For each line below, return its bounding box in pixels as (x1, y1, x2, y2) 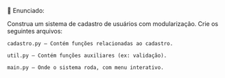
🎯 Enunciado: (7, 7, 45, 14)
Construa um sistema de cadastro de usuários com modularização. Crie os (7, 20, 218, 27)
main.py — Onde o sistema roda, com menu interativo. (7, 64, 165, 71)
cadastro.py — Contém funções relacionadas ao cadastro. (7, 40, 174, 47)
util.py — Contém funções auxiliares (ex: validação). (7, 52, 167, 59)
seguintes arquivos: (7, 27, 63, 35)
